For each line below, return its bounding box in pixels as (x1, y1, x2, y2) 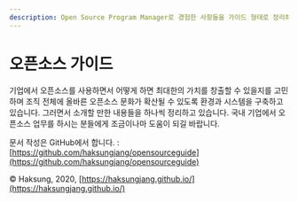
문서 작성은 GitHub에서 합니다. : (9, 136, 120, 147)
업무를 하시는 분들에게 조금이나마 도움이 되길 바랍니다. (32, 118, 220, 128)
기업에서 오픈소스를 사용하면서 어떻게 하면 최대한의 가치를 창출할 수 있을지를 (9, 85, 272, 96)
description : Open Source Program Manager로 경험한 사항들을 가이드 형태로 (9, 12, 270, 22)
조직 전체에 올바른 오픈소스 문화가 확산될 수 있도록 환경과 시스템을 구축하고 (25, 96, 284, 106)
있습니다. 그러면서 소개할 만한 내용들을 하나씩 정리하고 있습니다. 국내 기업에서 (9, 107, 277, 118)
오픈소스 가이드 (9, 54, 114, 74)
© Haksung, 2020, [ (9, 174, 82, 184)
